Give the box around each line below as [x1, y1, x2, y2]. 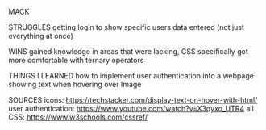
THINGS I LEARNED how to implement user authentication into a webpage [8, 71, 254, 80]
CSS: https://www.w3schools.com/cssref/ [8, 112, 148, 122]
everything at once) [8, 31, 74, 40]
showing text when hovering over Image [8, 80, 142, 89]
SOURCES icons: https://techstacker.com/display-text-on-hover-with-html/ [8, 95, 258, 104]
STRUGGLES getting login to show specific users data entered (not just [8, 23, 244, 31]
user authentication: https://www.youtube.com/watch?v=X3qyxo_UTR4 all [8, 104, 254, 113]
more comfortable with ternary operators [8, 56, 144, 65]
